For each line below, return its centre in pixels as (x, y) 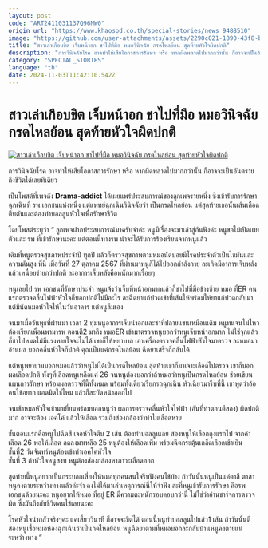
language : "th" (33, 68)
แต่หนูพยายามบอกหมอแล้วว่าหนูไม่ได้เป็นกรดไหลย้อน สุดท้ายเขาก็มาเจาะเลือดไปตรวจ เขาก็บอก (131, 365)
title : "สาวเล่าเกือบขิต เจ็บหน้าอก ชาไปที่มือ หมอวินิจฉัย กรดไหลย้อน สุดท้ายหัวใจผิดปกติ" (119, 46)
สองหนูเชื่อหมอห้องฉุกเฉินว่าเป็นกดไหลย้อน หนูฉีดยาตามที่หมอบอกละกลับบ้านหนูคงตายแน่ (126, 528)
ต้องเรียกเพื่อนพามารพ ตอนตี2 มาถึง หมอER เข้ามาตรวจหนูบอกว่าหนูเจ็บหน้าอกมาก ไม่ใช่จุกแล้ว (133, 332)
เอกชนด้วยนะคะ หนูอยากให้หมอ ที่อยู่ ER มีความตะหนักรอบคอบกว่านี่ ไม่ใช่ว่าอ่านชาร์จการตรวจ (132, 494)
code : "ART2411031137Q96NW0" (57, 23)
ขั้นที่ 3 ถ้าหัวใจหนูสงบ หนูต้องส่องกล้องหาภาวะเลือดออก (81, 460)
